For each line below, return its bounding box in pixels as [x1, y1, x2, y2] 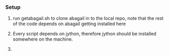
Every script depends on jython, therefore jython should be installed [12, 31, 157, 37]
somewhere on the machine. [12, 36, 73, 42]
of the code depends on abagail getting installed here [12, 21, 126, 27]
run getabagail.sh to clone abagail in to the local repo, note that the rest [12, 15, 164, 22]
